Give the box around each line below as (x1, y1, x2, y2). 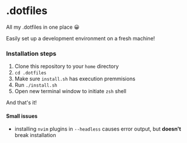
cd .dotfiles (14, 70, 47, 76)
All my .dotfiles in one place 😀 (6, 23, 80, 30)
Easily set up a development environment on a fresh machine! (6, 35, 155, 42)
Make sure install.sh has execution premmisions (14, 75, 136, 83)
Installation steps (6, 49, 57, 57)
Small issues (6, 113, 38, 120)
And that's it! (6, 99, 37, 106)
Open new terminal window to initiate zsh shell (14, 88, 127, 95)
